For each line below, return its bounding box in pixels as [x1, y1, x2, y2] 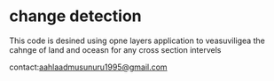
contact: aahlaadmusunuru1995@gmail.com [9, 62, 168, 72]
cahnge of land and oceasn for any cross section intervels [9, 44, 222, 55]
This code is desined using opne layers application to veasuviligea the [9, 35, 266, 46]
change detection [9, 6, 142, 26]
